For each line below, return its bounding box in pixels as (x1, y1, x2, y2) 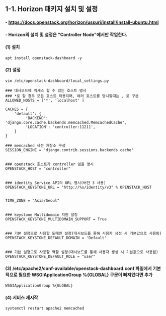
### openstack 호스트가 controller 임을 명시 (5, 161, 94, 167)
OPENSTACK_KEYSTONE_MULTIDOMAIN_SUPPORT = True (5, 216, 107, 221)
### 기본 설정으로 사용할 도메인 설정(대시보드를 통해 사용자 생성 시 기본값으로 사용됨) (5, 231, 162, 236)
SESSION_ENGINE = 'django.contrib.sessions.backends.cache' (5, 147, 134, 153)
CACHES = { (5, 107, 28, 112)
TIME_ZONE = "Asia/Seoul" (5, 198, 59, 203)
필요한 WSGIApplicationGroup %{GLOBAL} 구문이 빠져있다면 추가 (18, 272, 153, 278)
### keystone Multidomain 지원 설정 (5, 212, 78, 217)
